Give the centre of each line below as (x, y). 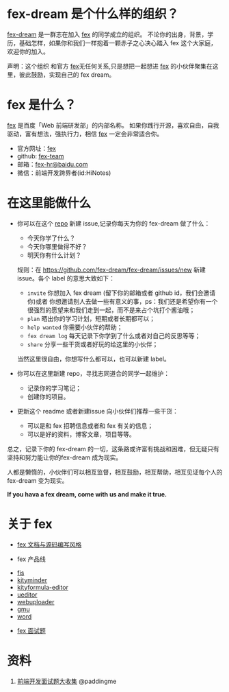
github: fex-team (40, 156)
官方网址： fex (37, 148)
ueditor (27, 595)
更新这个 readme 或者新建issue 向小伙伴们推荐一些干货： (98, 411)
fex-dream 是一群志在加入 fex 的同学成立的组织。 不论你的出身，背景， (107, 34)
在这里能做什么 (49, 203)
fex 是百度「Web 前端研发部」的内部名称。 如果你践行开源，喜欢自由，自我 (113, 125)
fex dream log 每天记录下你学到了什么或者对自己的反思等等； (114, 335)
